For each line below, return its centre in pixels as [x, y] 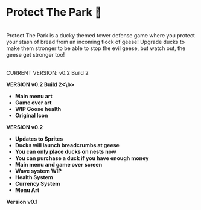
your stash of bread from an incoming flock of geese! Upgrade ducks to [96, 42]
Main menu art [33, 96]
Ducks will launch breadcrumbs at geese [67, 145]
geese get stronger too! [36, 54]
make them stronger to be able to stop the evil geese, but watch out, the [96, 48]
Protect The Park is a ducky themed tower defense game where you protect [101, 35]
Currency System [37, 183]
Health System [34, 177]
